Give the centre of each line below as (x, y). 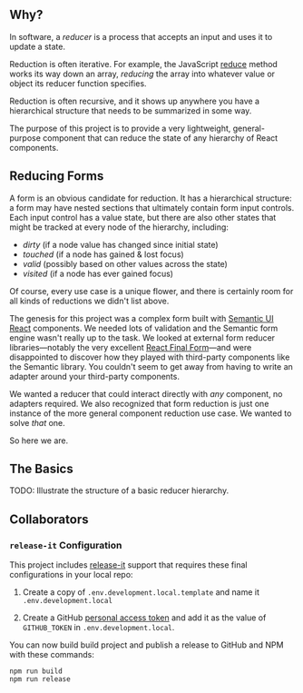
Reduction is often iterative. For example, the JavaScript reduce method (144, 64)
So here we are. (39, 441)
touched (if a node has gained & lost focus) (103, 254)
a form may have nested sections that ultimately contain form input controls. (152, 207)
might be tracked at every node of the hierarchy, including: (119, 227)
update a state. (38, 46)
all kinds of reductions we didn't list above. (89, 301)
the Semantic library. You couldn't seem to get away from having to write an (151, 366)
